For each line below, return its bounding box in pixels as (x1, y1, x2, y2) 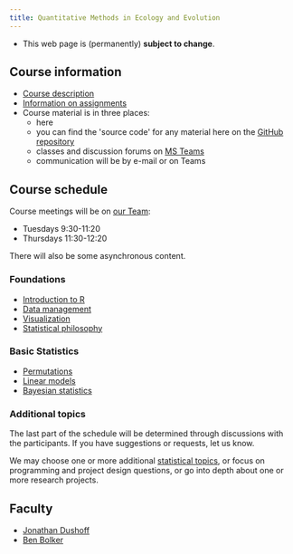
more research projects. (9, 474, 99, 485)
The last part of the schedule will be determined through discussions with (9, 428, 284, 439)
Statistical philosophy (22, 322, 103, 333)
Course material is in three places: (22, 108, 151, 119)
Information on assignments (22, 98, 128, 109)
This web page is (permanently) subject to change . (22, 38, 215, 49)
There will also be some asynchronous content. (9, 251, 186, 262)
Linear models (22, 375, 76, 386)
